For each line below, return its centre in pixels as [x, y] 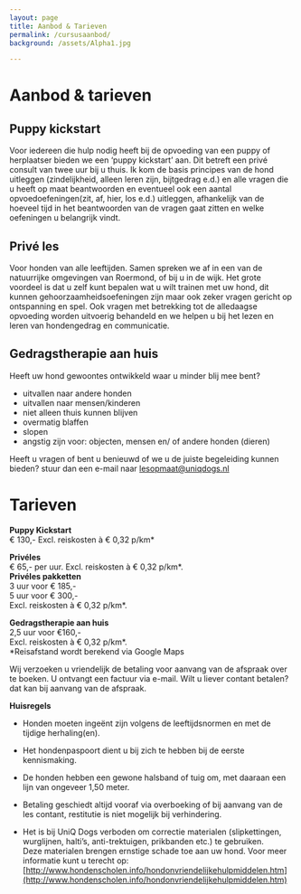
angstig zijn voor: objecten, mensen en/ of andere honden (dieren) [146, 441]
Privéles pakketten [45, 576]
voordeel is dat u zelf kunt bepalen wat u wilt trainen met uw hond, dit [139, 287]
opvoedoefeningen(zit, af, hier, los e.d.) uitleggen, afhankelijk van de [137, 199]
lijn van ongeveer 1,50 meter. [76, 786]
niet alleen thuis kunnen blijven [80, 412]
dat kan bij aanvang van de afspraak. [78, 688]
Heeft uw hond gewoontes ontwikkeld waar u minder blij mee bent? [135, 375]
